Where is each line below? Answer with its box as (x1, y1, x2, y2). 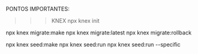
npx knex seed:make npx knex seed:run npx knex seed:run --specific (6, 41, 181, 48)
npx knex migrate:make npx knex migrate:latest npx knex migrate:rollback (6, 29, 192, 36)
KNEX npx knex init (51, 17, 100, 24)
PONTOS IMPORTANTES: (6, 6, 70, 12)
